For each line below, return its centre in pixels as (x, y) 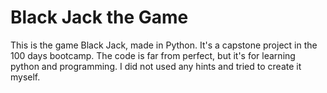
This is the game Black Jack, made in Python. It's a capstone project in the (164, 45)
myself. (25, 77)
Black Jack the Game (99, 17)
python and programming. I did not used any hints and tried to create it (156, 66)
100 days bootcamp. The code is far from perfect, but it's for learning (153, 55)
